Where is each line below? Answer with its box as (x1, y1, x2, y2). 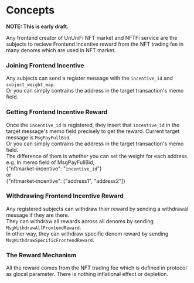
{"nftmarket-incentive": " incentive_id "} (6, 165, 102, 172)
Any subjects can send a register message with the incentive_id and (6, 74, 173, 82)
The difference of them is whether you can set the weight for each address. (6, 152, 189, 159)
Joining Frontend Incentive (6, 61, 84, 69)
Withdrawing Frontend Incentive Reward (6, 192, 124, 200)
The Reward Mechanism (6, 251, 77, 259)
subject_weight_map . (6, 81, 55, 88)
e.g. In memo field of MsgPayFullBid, (6, 159, 95, 166)
